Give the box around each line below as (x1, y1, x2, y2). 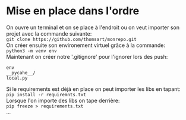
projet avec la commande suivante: (6, 30, 92, 37)
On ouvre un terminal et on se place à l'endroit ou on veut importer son (6, 24, 180, 31)
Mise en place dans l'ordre (6, 4, 140, 18)
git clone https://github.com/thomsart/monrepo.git (6, 36, 137, 42)
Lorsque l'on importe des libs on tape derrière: (6, 97, 120, 104)
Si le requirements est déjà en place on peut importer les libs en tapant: (6, 85, 181, 93)
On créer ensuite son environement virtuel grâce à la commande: (6, 42, 165, 49)
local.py (6, 75, 28, 81)
